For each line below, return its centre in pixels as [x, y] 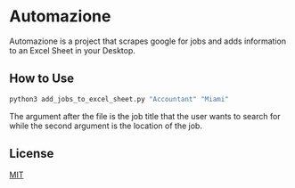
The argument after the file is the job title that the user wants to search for [145, 116]
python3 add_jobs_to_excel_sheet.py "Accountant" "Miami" [119, 99]
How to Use [42, 79]
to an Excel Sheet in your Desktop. [73, 50]
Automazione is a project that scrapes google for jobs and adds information [148, 41]
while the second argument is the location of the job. [106, 126]
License [32, 154]
